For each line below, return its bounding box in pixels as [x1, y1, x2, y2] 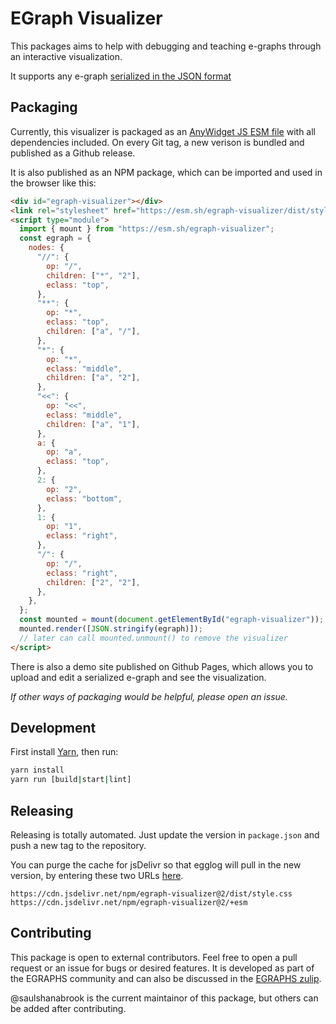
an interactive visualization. [10, 50, 123, 62]
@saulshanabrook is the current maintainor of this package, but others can [10, 992, 319, 1004]
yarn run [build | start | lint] [10, 775, 132, 785]
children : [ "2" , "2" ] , [46, 577, 141, 587]
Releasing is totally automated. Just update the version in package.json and [10, 829, 320, 841]
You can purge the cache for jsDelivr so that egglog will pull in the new [10, 859, 302, 871]
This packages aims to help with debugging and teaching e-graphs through [10, 40, 322, 52]
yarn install [10, 765, 65, 776]
